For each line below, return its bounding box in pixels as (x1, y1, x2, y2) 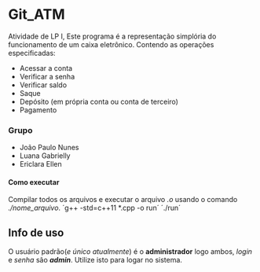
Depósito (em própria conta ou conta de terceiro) (19, 97, 179, 106)
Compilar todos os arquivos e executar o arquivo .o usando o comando (8, 195, 238, 204)
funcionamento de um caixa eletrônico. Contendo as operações (8, 39, 214, 49)
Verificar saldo (19, 80, 68, 90)
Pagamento (19, 105, 57, 115)
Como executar (8, 177, 60, 186)
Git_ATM (8, 6, 65, 24)
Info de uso (8, 226, 64, 239)
